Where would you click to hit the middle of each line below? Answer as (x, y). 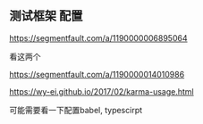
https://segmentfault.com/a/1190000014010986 (97, 74)
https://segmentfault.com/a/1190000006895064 (98, 37)
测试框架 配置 (46, 16)
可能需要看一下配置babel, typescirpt (76, 110)
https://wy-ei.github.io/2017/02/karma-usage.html (101, 91)
